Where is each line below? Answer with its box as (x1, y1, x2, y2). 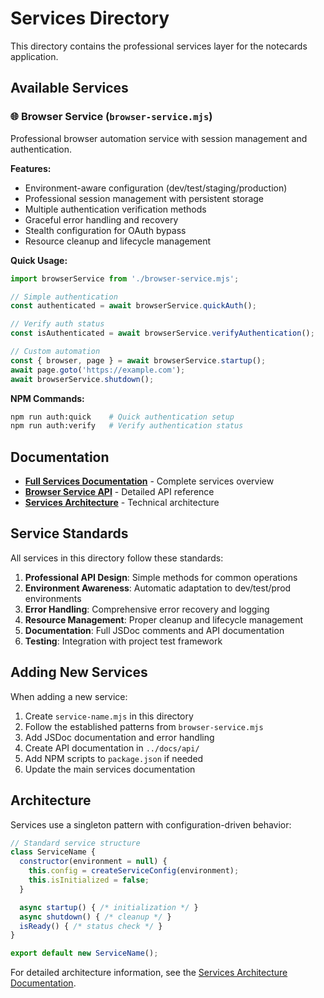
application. (10, 50, 59, 62)
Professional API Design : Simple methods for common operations (24, 571, 298, 583)
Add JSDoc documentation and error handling (24, 731, 215, 743)
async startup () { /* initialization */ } (19, 902, 199, 912)
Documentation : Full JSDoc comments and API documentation (24, 624, 285, 636)
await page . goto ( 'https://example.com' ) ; (10, 365, 186, 375)
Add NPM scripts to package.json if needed (24, 752, 204, 764)
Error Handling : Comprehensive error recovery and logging (24, 603, 270, 615)
